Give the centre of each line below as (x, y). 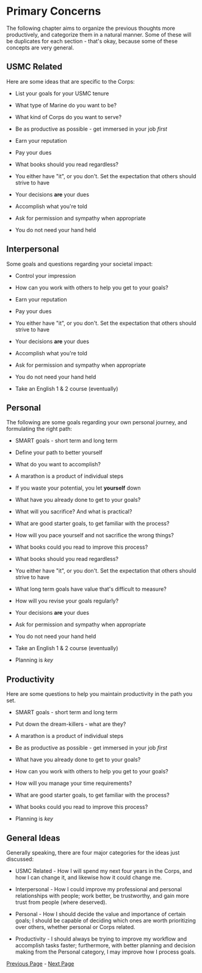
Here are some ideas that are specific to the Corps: (71, 81)
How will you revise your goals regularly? (67, 601)
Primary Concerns (54, 11)
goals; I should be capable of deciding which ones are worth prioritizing (106, 921)
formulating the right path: (39, 429)
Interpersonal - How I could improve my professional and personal (98, 889)
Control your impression (45, 275)
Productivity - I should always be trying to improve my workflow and (101, 939)
